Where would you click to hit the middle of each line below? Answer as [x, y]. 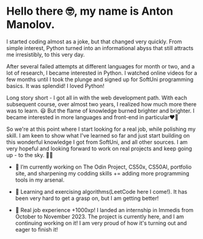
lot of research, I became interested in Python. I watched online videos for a [102, 73]
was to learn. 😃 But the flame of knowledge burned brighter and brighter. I [100, 111]
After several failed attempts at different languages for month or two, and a [101, 66]
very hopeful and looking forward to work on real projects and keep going [99, 149]
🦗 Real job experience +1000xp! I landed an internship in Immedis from [104, 210]
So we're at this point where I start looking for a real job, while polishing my [101, 129]
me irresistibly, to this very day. [46, 54]
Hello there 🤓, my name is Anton [90, 11]
